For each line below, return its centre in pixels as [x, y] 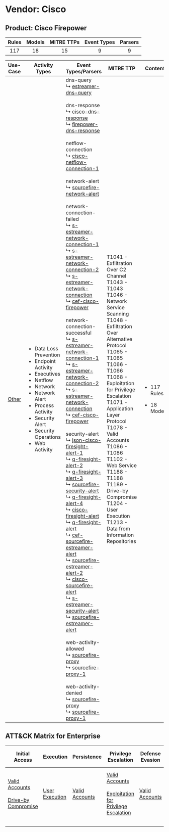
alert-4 [74, 503]
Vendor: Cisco [36, 9]
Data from [118, 528]
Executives [47, 374]
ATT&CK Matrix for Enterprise [53, 736]
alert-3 [74, 478]
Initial [23, 753]
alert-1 [74, 453]
